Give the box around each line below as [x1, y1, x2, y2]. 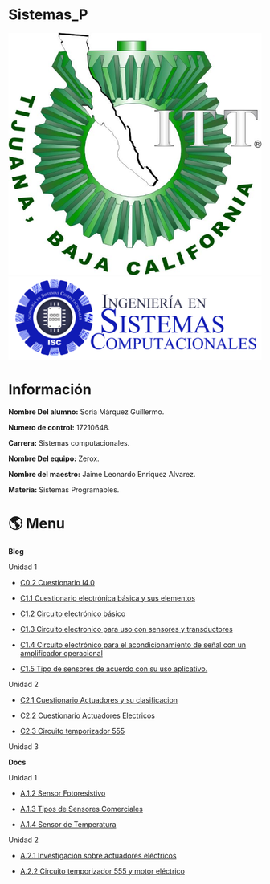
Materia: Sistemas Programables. [8, 484, 120, 495]
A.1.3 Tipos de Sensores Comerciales [19, 804, 143, 813]
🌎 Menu [8, 514, 66, 532]
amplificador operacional [19, 648, 103, 658]
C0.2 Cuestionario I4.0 [19, 577, 95, 587]
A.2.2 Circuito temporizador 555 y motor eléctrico [19, 866, 185, 876]
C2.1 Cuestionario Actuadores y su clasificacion [19, 695, 178, 704]
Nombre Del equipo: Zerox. [8, 454, 100, 463]
